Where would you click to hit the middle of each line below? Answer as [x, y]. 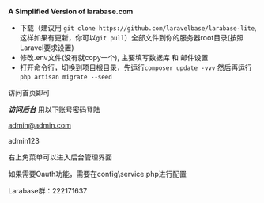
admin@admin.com [40, 125]
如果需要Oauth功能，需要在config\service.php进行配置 [98, 174]
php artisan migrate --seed [66, 77]
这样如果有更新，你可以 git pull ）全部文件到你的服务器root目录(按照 [132, 38]
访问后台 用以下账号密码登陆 [54, 109]
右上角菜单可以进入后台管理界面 [60, 157]
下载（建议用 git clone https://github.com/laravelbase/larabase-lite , [138, 28]
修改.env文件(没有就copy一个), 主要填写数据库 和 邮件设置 [114, 57]
